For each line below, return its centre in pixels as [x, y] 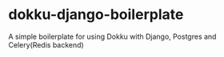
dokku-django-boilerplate [96, 15]
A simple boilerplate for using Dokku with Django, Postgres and [112, 36]
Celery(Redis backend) [46, 44]
